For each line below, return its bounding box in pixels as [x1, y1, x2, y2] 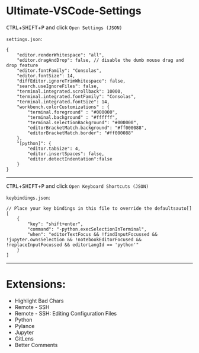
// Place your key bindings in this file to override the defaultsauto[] [6, 205, 192, 212]
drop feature [6, 62, 38, 68]
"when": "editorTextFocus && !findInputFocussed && [27, 231, 158, 237]
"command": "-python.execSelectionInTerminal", [27, 226, 147, 232]
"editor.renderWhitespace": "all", [17, 52, 105, 58]
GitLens [14, 335, 34, 342]
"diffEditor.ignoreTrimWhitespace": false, [17, 78, 126, 84]
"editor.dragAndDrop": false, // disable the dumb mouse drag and [17, 57, 184, 63]
